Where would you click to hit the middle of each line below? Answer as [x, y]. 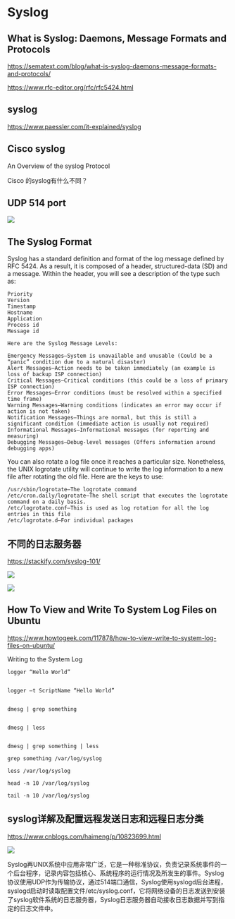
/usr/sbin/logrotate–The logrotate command [72, 490]
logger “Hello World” [39, 672]
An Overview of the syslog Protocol [59, 166]
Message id [23, 331]
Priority [20, 294]
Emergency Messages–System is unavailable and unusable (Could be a [110, 356]
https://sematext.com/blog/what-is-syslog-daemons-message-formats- [112, 66]
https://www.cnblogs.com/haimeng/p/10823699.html [84, 836]
